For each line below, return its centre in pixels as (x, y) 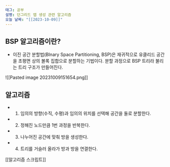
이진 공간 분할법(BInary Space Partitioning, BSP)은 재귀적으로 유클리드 (84, 54)
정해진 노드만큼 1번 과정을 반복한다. (55, 125)
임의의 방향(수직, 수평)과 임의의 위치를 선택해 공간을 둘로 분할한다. (86, 113)
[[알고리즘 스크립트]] (26, 159)
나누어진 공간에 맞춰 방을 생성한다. (54, 137)
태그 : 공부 (15, 10)
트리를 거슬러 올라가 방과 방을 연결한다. (59, 149)
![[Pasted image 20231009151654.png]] (47, 77)
